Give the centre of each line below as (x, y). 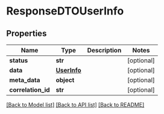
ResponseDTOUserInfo (65, 11)
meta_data (25, 80)
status (19, 60)
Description (104, 50)
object (65, 80)
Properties (27, 33)
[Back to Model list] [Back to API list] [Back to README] (75, 105)
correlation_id (30, 90)
